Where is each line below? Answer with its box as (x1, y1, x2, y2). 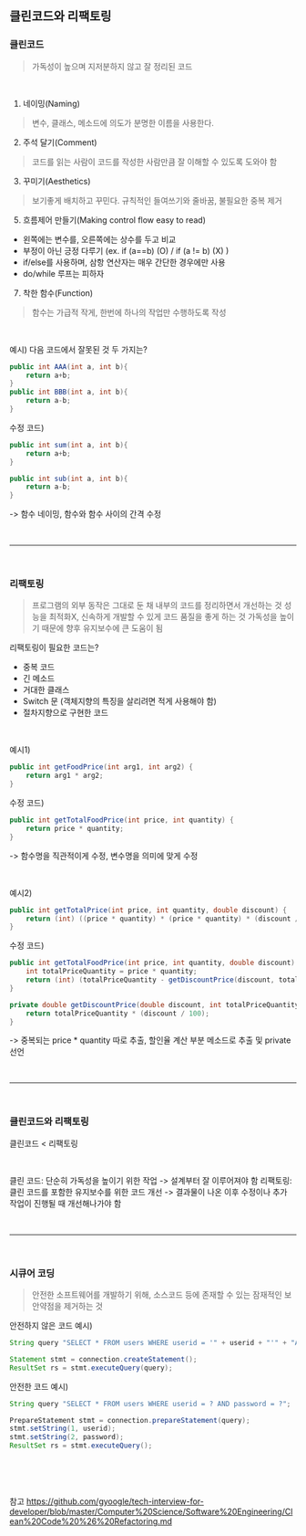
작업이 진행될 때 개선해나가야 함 (9, 1197, 122, 1208)
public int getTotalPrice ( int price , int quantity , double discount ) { (9, 905, 287, 915)
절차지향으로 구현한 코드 (22, 707, 109, 719)
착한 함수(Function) (22, 287, 94, 299)
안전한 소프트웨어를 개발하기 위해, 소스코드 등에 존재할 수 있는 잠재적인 (31, 1289, 282, 1300)
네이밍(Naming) (22, 98, 80, 109)
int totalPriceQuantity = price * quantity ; (25, 967, 198, 976)
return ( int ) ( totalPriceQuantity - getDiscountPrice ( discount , (25, 975, 275, 984)
